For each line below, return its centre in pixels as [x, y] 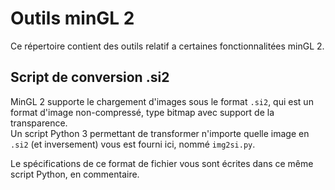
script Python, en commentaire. [75, 174]
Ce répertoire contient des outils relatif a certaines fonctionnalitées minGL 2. [167, 46]
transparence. [39, 123]
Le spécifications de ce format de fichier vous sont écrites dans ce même [162, 163]
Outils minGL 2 [72, 18]
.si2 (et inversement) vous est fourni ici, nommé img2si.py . [133, 144]
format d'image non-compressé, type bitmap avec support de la [142, 112]
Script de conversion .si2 [90, 77]
